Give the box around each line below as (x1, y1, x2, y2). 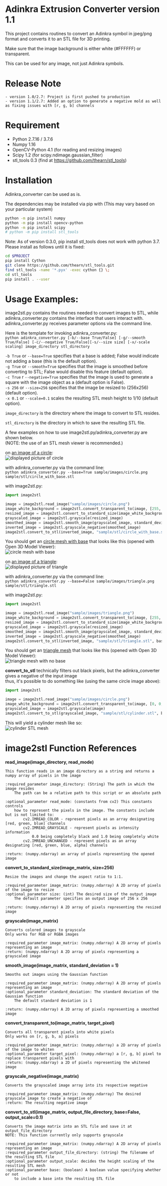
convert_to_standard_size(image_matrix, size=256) (5, 864, 114, 870)
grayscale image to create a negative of (5, 1096, 92, 1101)
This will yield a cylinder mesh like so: (5, 720, 83, 726)
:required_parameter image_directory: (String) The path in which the (5, 782, 155, 787)
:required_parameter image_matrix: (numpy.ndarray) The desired (5, 1091, 141, 1096)
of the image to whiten (5, 1047, 55, 1052)
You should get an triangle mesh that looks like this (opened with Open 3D (5, 648, 157, 654)
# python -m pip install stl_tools (5, 230, 79, 235)
